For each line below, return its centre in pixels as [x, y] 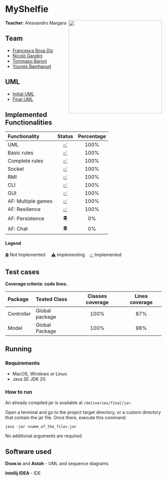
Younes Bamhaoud [32, 66]
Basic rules [21, 153]
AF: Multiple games [30, 201]
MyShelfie [27, 9]
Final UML [23, 99]
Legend [13, 243]
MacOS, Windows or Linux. [40, 374]
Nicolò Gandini [28, 56]
